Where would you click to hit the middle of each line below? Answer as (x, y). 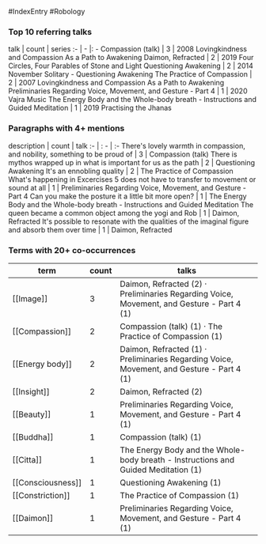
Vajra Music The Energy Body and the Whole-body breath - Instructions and (133, 100)
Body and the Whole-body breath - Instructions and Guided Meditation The (131, 204)
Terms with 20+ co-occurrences (72, 250)
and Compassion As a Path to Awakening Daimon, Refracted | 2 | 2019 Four (131, 58)
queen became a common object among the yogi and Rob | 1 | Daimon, (124, 213)
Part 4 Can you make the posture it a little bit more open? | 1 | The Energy (127, 196)
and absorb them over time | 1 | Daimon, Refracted (90, 229)
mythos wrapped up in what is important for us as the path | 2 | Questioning (132, 162)
